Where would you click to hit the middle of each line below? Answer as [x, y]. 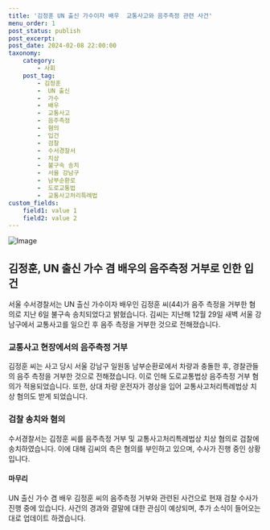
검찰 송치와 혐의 [37, 420]
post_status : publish [45, 31]
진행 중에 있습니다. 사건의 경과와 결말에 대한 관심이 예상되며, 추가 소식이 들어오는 [135, 507]
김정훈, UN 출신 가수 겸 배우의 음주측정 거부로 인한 [125, 268]
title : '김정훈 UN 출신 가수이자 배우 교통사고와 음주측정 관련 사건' [110, 16]
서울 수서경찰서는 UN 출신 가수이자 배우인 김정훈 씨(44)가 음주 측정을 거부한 [128, 304]
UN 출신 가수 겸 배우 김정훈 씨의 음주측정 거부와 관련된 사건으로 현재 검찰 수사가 [133, 498]
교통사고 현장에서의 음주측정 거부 [68, 347]
